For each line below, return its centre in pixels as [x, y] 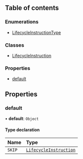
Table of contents [32, 8]
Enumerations [22, 22]
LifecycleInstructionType [36, 32]
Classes [15, 45]
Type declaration [22, 130]
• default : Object [22, 118]
